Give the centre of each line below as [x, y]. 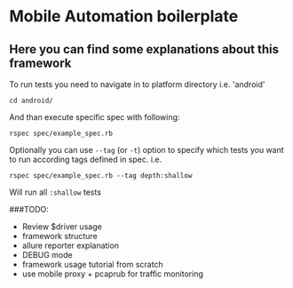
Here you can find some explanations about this [144, 49]
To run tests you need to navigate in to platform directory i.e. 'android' [137, 84]
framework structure [59, 236]
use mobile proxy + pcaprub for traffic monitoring [113, 274]
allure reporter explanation [71, 245]
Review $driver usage [62, 227]
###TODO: [29, 209]
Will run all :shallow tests [55, 192]
